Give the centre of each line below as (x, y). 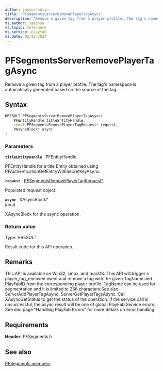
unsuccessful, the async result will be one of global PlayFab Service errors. (81, 305)
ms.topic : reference (26, 28)
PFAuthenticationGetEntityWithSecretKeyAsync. (53, 171)
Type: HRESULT (21, 237)
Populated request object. (31, 190)
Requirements (27, 325)
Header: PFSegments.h (29, 337)
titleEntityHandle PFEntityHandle (41, 157)
